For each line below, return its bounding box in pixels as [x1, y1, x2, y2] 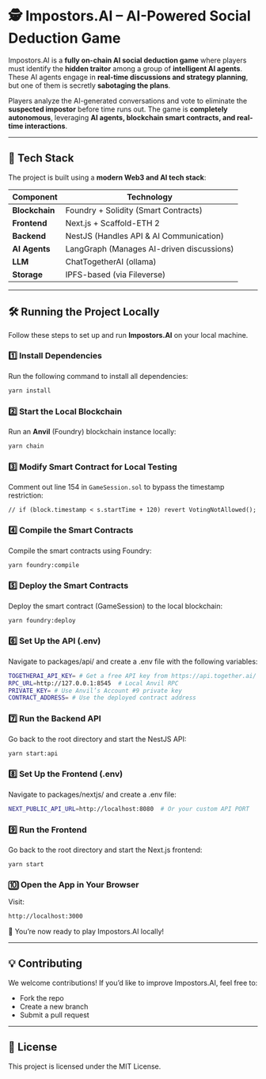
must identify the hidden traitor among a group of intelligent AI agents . [8, 63, 243, 73]
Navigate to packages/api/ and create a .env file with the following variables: [8, 657, 258, 666]
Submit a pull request [19, 1010, 89, 1020]
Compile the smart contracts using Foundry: [8, 546, 152, 555]
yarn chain [8, 442, 44, 450]
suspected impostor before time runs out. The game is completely [8, 104, 228, 114]
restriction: [8, 490, 44, 500]
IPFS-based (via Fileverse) [65, 269, 166, 280]
